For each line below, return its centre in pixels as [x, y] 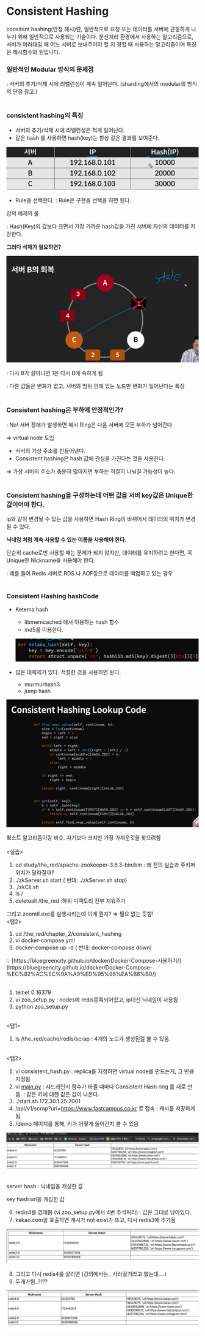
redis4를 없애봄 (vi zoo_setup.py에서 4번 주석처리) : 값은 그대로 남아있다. [103, 1212]
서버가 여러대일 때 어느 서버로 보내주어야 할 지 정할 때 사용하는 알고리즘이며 [96, 44]
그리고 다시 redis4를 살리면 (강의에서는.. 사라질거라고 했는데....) [91, 1274]
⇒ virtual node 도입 [31, 438]
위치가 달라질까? [35, 873]
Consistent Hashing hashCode [52, 596]
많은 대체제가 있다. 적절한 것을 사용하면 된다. [68, 672]
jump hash [37, 691]
